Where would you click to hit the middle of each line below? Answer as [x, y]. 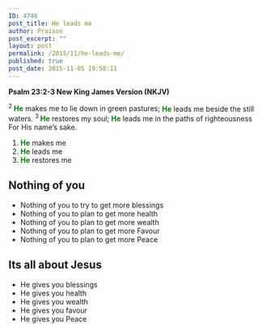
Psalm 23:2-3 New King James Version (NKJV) [89, 92]
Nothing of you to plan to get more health [89, 213]
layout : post [30, 46]
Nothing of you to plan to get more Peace [89, 239]
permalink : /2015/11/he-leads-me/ [67, 53]
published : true [36, 62]
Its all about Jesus [55, 265]
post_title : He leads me [50, 23]
